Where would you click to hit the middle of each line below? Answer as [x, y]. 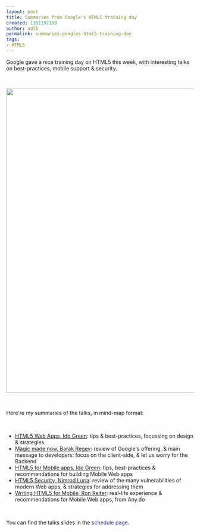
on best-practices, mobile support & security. [62, 68]
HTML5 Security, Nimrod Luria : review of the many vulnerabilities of [98, 480]
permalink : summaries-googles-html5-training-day [69, 34]
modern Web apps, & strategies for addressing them [79, 487]
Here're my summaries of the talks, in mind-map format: [75, 413]
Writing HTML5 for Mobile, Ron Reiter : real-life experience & [88, 493]
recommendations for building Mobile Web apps [74, 474]
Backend [26, 461]
